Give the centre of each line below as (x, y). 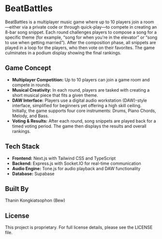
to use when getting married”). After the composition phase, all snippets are (81, 42)
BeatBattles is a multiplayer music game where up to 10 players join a (74, 22)
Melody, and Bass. (30, 116)
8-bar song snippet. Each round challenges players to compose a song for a (81, 32)
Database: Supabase (33, 174)
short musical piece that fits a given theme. (55, 95)
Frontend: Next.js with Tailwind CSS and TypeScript (64, 158)
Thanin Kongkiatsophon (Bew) (35, 200)
